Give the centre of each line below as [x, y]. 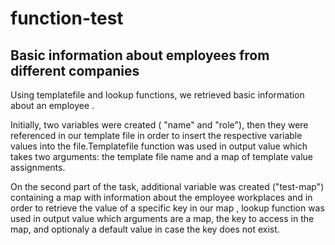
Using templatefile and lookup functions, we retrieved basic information [157, 95]
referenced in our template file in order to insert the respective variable [156, 135]
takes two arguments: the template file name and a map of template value [162, 156]
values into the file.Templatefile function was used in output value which [159, 146]
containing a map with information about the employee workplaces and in [161, 197]
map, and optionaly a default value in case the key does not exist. [145, 229]
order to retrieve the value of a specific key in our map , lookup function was [167, 208]
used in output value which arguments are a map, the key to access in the [162, 218]
